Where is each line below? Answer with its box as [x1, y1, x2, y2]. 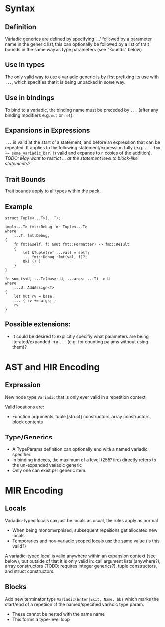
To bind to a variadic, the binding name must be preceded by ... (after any [5, 107, 159, 113]
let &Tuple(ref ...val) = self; [23, 251, 90, 255]
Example [5, 202, 33, 211]
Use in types [5, 61, 45, 69]
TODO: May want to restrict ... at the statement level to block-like [5, 155, 138, 161]
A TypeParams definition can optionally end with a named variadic [12, 446, 148, 452]
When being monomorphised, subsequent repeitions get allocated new [12, 527, 158, 533]
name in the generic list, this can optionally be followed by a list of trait [5, 41, 150, 47]
